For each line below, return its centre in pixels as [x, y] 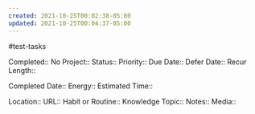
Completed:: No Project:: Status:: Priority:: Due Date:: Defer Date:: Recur [127, 62]
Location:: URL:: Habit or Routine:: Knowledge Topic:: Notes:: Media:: [122, 101]
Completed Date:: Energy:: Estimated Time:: [80, 86]
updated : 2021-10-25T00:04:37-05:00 [70, 23]
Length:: [22, 70]
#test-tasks [27, 46]
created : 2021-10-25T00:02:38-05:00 [70, 16]
